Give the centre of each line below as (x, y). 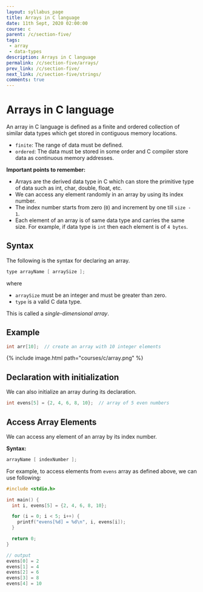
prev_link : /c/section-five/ (43, 68)
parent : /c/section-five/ (39, 35)
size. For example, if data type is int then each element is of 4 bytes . (101, 227)
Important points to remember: (46, 170)
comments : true (25, 80)
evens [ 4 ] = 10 (24, 584)
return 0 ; (24, 539)
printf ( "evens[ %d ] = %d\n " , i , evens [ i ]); (72, 522)
